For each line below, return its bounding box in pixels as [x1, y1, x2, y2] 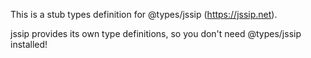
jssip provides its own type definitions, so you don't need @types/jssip [10, 28, 302, 39]
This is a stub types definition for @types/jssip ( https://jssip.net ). [10, 9, 278, 20]
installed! [10, 39, 48, 50]
